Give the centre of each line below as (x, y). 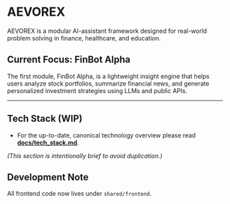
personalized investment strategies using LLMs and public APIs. (97, 90)
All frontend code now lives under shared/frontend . (79, 194)
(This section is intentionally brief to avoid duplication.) (85, 155)
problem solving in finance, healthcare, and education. (84, 38)
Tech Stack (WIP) (45, 119)
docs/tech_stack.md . (48, 142)
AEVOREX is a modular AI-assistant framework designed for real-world (107, 31)
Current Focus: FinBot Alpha (69, 60)
